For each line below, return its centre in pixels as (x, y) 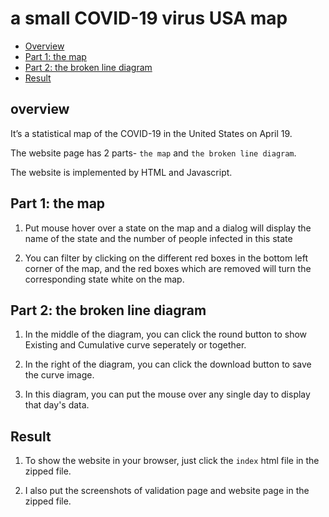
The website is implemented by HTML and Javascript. (121, 172)
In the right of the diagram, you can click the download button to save (168, 364)
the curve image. (59, 375)
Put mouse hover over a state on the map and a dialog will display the (168, 228)
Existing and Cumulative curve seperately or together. (135, 345)
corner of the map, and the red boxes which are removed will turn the (168, 268)
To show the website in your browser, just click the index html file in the (172, 461)
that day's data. (57, 405)
